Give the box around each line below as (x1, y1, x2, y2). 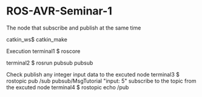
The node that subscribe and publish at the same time (6, 24, 141, 31)
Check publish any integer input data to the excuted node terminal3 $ (6, 70, 180, 78)
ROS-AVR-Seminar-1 (6, 4, 112, 18)
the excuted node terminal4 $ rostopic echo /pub (6, 83, 129, 91)
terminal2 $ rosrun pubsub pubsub (6, 59, 93, 66)
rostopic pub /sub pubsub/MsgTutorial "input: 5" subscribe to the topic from (6, 77, 197, 84)
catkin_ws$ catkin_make (6, 36, 68, 43)
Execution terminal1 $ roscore (6, 47, 81, 55)
